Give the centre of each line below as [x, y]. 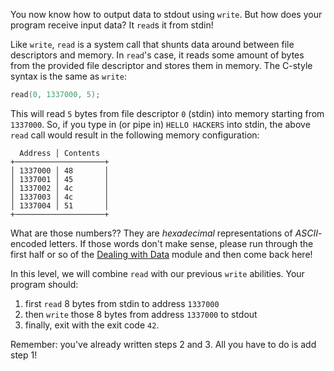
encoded [29, 243]
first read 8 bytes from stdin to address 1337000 [122, 303]
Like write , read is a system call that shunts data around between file [152, 44]
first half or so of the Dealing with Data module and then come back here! [161, 254]
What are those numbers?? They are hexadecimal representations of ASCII [164, 233]
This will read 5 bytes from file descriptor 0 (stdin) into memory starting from [167, 113]
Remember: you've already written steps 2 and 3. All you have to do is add [163, 344]
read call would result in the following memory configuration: [135, 135]
